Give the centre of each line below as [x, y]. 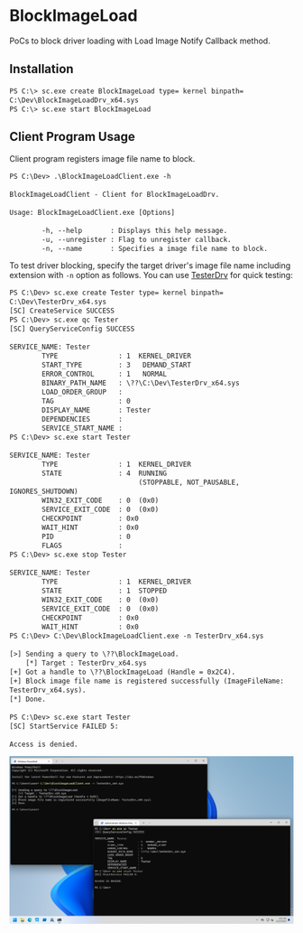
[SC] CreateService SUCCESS [62, 311]
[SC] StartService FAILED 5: [64, 726]
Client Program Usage [72, 137]
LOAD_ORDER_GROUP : [83, 392]
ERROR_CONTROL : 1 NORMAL [105, 374]
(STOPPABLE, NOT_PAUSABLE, [189, 482]
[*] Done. [28, 699]
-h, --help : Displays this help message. [135, 230]
